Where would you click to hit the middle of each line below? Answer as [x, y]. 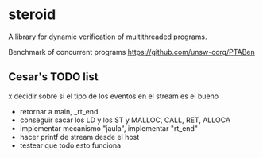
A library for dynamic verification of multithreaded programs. [108, 37]
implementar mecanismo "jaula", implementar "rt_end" [109, 128]
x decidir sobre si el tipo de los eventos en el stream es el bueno [114, 96]
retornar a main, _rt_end [59, 111]
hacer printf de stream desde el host [79, 137]
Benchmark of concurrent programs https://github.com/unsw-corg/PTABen [132, 52]
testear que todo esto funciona [70, 145]
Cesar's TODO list [53, 77]
